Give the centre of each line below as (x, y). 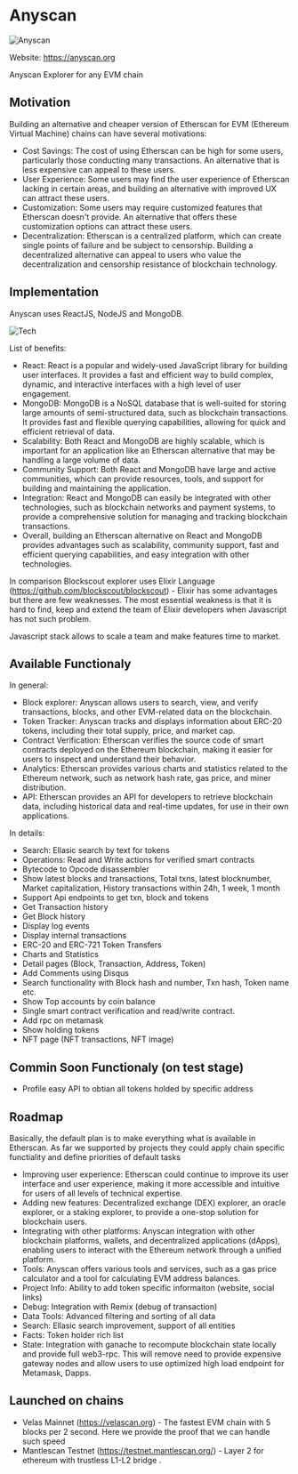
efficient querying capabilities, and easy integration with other (136, 554)
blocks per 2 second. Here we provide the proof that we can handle (146, 1431)
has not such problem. (50, 618)
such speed (44, 1441)
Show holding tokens (60, 1030)
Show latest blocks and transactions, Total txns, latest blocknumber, (147, 879)
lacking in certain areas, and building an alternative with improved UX (149, 189)
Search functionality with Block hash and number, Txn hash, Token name (155, 983)
